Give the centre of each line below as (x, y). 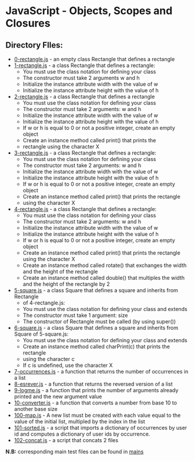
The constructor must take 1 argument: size (75, 315)
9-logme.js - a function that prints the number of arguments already (96, 390)
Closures (28, 23)
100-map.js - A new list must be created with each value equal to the (97, 415)
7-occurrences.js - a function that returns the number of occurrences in (101, 371)
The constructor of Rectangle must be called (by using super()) (99, 321)
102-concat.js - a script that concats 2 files (66, 440)
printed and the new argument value (58, 396)
